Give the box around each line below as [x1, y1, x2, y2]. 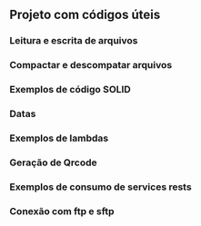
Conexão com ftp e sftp [9, 204, 116, 217]
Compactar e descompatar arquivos [9, 59, 173, 72]
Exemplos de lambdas [9, 132, 109, 144]
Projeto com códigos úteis [9, 7, 161, 23]
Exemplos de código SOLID [9, 84, 132, 96]
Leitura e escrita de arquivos [9, 34, 138, 47]
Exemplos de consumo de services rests [9, 181, 193, 193]
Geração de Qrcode [9, 156, 97, 169]
